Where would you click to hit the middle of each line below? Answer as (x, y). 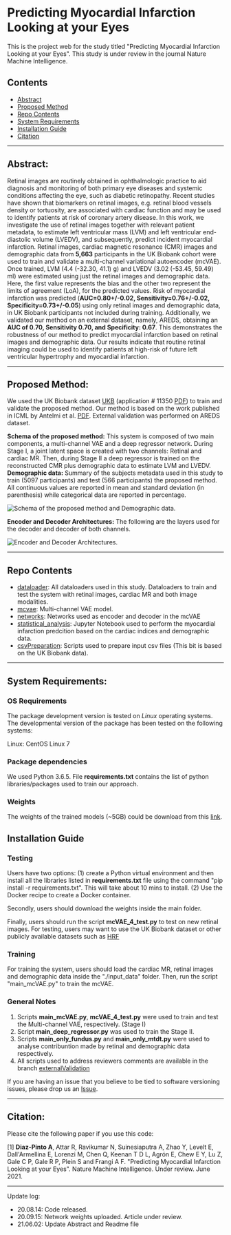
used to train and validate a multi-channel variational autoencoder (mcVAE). (114, 261)
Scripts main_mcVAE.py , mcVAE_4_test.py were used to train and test (118, 1017)
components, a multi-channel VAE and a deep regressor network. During (110, 444)
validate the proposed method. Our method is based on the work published (113, 409)
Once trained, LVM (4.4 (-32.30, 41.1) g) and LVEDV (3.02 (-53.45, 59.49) (111, 268)
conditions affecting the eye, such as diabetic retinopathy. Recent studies (111, 195)
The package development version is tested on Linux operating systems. (110, 715)
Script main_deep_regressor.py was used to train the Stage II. (106, 1031)
